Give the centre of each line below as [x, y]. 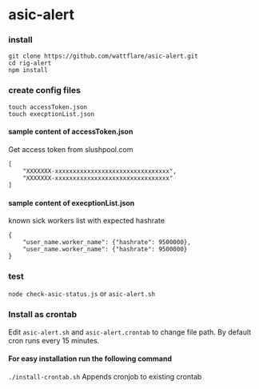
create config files [45, 90]
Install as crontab [43, 315]
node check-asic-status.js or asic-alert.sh [82, 294]
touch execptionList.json [51, 114]
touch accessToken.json [48, 107]
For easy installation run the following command [90, 359]
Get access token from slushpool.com [71, 149]
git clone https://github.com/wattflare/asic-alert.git [103, 56]
